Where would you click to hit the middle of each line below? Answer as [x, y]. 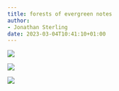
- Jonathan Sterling [38, 27]
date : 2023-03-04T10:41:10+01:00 [57, 34]
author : [19, 21]
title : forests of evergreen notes [60, 14]
